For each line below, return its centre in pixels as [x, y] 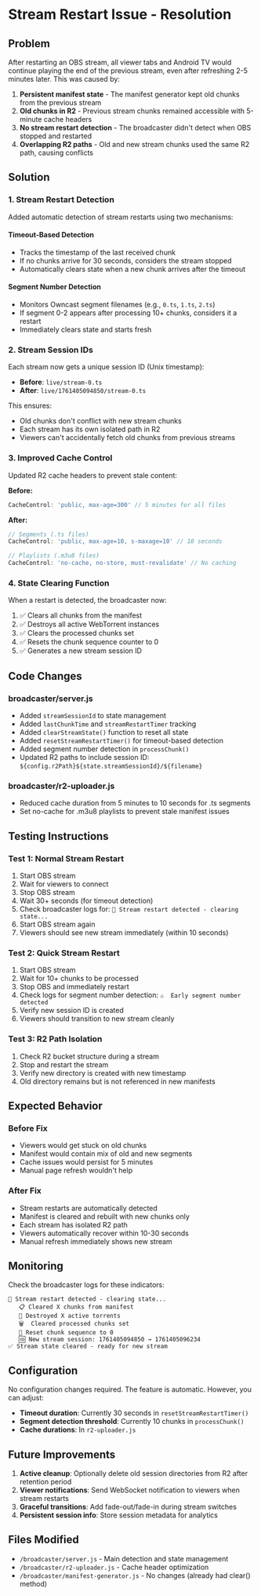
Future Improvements [62, 1454]
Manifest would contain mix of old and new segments [106, 1154]
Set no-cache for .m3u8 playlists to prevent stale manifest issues [124, 812]
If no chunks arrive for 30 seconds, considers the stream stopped [126, 260]
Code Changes [45, 676]
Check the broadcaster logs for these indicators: [86, 1285]
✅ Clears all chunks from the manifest [81, 615]
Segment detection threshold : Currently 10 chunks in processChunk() [132, 1422]
